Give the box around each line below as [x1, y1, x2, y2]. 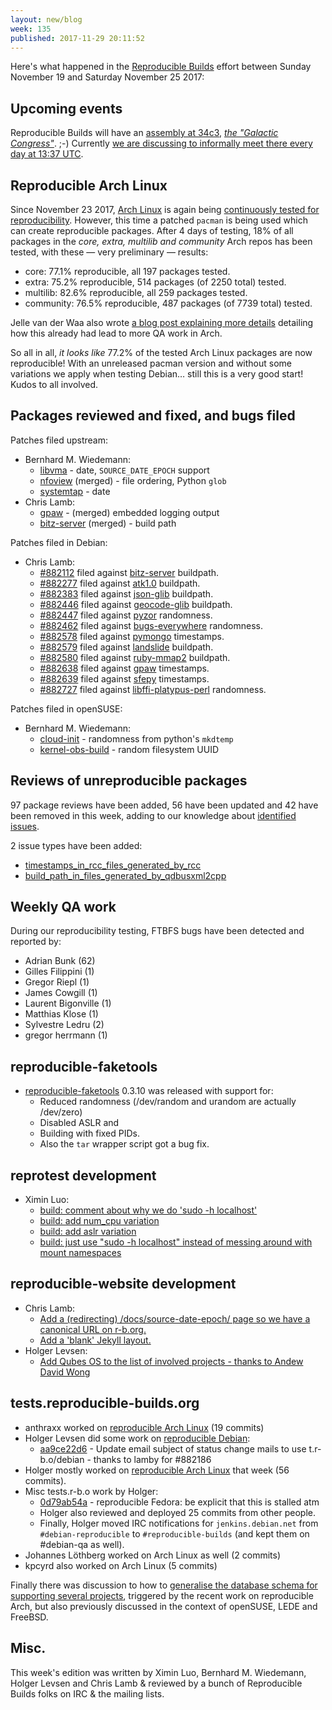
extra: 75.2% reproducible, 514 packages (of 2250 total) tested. [24, 276, 287, 288]
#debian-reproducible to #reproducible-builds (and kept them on [39, 1527, 310, 1540]
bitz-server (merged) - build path [39, 517, 177, 529]
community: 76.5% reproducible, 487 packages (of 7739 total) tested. [24, 297, 313, 309]
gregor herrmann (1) [24, 1029, 108, 1041]
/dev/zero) [39, 1106, 83, 1118]
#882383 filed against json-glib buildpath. [39, 587, 214, 600]
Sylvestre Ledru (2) [24, 1019, 105, 1031]
